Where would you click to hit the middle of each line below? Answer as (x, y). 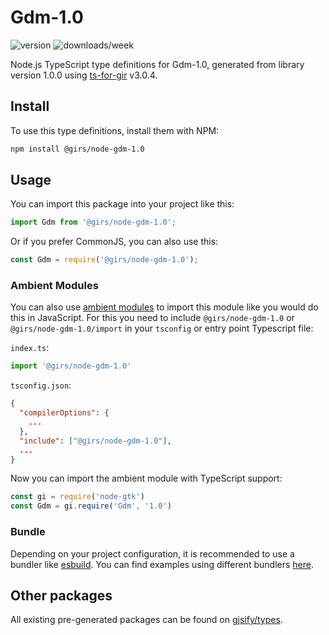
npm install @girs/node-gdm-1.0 (77, 149)
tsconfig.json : (41, 385)
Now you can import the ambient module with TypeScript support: (146, 478)
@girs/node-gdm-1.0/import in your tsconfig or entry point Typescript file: (162, 328)
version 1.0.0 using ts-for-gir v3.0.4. (84, 75)
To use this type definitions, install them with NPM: (115, 130)
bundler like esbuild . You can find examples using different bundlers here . (162, 564)
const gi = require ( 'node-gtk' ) (77, 497)
